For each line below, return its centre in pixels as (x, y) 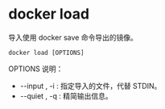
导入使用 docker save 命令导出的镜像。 (73, 37)
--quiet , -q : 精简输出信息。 (66, 96)
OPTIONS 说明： (36, 69)
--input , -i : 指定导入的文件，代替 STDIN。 (91, 86)
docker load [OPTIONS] (46, 52)
